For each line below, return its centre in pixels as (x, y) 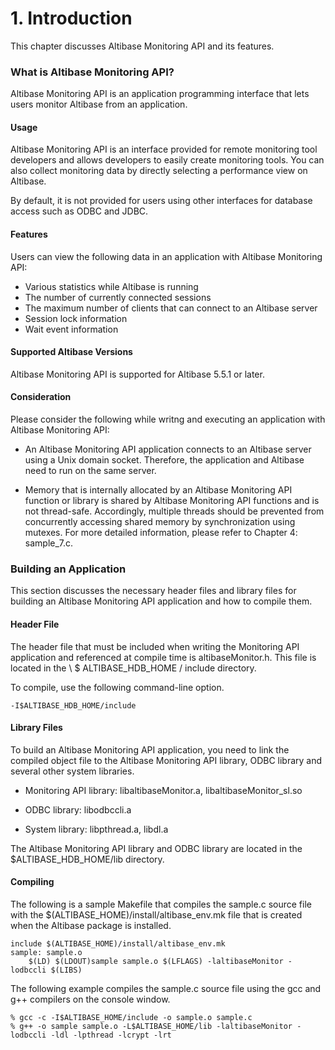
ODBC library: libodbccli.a (78, 809)
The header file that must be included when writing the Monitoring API (155, 646)
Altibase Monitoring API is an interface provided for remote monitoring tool (164, 149)
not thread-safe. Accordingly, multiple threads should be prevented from (174, 511)
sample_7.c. (49, 543)
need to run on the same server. (90, 471)
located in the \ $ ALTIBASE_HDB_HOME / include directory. (133, 668)
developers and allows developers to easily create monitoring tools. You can (167, 160)
